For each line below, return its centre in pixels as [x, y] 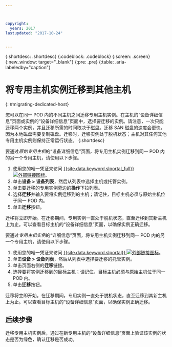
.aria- [121, 62]
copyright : [17, 24]
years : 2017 [23, 28]
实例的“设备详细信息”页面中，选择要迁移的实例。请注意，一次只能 [94, 121]
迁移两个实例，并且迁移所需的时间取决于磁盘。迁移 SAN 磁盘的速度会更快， [85, 128]
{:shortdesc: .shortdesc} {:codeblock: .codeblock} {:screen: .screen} [78, 56]
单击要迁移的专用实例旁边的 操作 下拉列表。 [58, 188]
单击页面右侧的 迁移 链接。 [40, 266]
